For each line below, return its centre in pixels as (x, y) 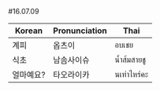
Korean (29, 31)
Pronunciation (80, 31)
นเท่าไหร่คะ (131, 74)
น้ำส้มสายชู (130, 60)
